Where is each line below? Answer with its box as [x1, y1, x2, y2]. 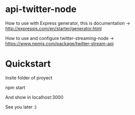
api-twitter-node [5, 4, 77, 15]
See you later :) [5, 104, 37, 110]
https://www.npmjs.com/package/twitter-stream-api [5, 40, 114, 46]
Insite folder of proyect [5, 74, 53, 81]
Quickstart [5, 58, 51, 70]
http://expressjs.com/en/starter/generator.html [5, 25, 102, 31]
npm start [5, 84, 26, 90]
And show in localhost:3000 [5, 94, 64, 100]
